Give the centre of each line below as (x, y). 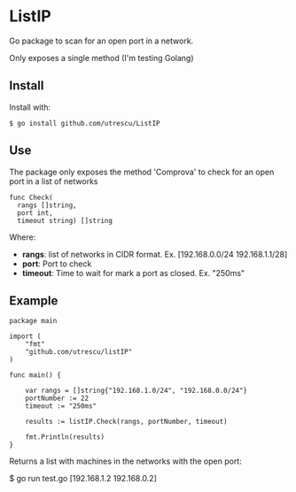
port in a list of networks (54, 181)
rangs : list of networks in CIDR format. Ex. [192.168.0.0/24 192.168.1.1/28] (155, 254)
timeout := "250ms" (61, 406)
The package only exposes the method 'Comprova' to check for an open (142, 172)
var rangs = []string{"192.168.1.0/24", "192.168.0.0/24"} (136, 391)
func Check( (31, 197)
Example (34, 300)
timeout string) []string (65, 220)
